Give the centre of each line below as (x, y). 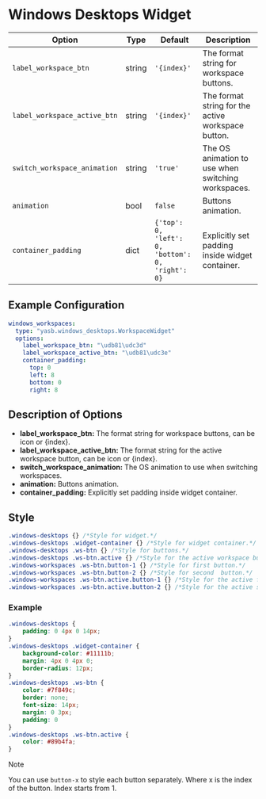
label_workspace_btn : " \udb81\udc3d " (85, 346)
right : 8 (44, 390)
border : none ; (46, 698)
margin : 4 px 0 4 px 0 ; (58, 661)
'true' (167, 168)
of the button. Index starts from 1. (63, 788)
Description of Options (65, 414)
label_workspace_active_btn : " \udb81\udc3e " (97, 353)
